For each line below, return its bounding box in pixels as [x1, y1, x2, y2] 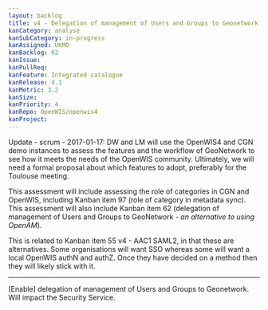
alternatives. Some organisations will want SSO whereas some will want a [8, 244, 250, 253]
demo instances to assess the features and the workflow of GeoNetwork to [8, 145, 255, 155]
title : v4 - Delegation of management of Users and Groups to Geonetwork [8, 19, 259, 27]
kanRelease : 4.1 [8, 78, 62, 86]
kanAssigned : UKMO [8, 41, 69, 49]
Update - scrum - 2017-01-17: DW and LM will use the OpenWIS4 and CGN [8, 137, 254, 147]
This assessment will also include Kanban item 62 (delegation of [8, 203, 219, 213]
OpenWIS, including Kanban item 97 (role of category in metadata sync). [8, 194, 246, 204]
